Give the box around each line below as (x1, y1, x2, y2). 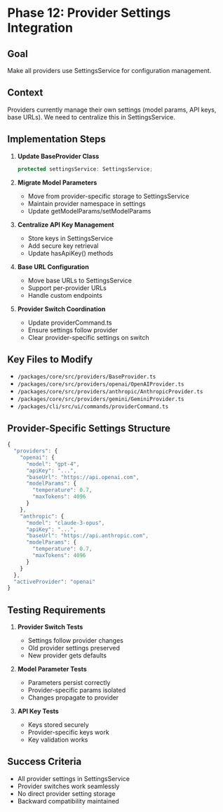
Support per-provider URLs (27, 283, 107, 292)
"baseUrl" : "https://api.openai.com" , (25, 473, 140, 480)
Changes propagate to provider (27, 693, 119, 702)
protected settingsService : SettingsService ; (17, 165, 153, 173)
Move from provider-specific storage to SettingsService (27, 192, 189, 200)
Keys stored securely (27, 721, 89, 729)
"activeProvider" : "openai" (13, 578, 96, 585)
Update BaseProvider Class (17, 152, 100, 160)
